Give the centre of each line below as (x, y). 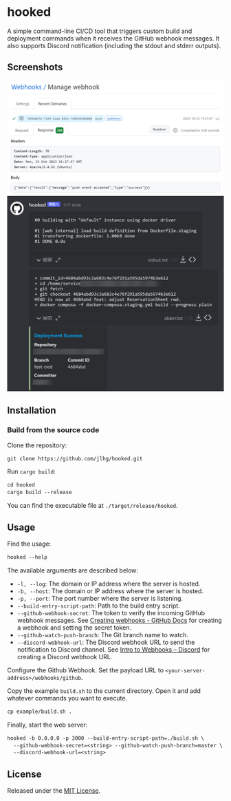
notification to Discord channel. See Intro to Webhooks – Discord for (113, 649)
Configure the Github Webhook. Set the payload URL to (85, 670)
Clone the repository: (37, 445)
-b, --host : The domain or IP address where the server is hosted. (110, 591)
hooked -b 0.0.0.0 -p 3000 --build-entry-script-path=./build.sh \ (106, 738)
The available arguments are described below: (73, 570)
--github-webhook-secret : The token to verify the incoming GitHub (111, 612)
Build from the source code (53, 430)
